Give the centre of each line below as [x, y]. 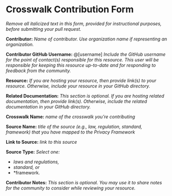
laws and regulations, [36, 162]
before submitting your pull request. [44, 29]
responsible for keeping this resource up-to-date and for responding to [81, 65]
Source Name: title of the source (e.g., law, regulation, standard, [74, 126]
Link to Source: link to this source [41, 142]
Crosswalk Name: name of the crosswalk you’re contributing [70, 117]
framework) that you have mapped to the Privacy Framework [70, 132]
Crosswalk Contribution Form [70, 9]
